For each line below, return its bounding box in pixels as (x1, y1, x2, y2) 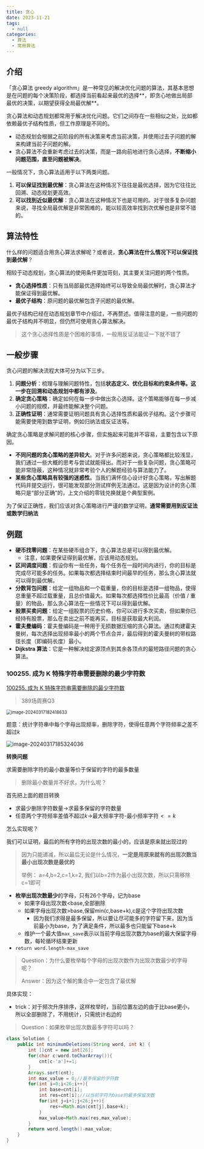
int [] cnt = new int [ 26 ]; (28, 1047, 94, 1054)
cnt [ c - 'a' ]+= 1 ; (38, 1058, 78, 1065)
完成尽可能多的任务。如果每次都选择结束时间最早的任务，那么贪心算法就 (15, 569, 196, 577)
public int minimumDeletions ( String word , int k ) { (17, 1042, 151, 1048)
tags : (6, 20, 20, 26)
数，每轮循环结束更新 (24, 938, 78, 945)
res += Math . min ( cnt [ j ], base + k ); (49, 1103, 129, 1110)
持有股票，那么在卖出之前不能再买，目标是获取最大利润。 (20, 615, 165, 622)
